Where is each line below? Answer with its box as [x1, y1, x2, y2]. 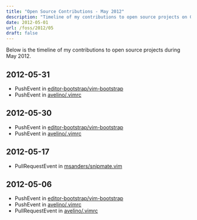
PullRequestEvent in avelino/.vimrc [14, 207, 98, 214]
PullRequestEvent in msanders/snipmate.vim [14, 162, 123, 170]
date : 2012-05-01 [6, 19, 49, 25]
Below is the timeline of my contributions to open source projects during [6, 46, 181, 53]
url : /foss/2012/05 [6, 25, 54, 31]
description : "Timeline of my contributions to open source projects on [6, 14, 188, 20]
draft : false [6, 30, 38, 36]
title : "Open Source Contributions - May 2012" [6, 8, 125, 15]
